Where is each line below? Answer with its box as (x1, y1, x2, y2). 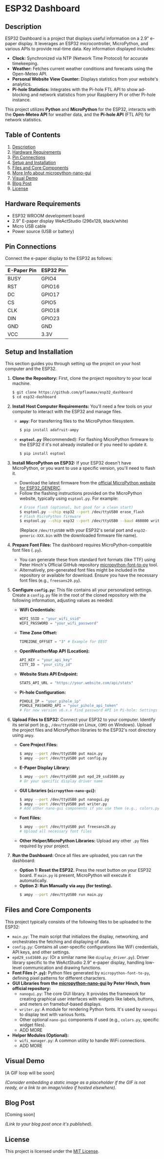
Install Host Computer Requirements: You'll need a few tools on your (12, 403, 153, 409)
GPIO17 (41, 291, 60, 298)
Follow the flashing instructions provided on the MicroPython (19, 490, 143, 496)
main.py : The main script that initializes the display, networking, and (12, 933, 148, 939)
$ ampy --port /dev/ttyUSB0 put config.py (19, 756, 107, 761)
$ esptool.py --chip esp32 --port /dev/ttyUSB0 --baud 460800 (19, 518, 149, 524)
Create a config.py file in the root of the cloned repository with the (12, 592, 146, 598)
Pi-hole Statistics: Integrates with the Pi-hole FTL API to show (12, 87, 138, 92)
